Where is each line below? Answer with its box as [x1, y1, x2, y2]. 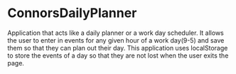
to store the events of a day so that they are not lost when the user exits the [7, 51, 229, 60]
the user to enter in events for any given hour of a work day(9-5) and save [7, 36, 225, 44]
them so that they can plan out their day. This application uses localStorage [7, 43, 228, 52]
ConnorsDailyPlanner [7, 5, 137, 21]
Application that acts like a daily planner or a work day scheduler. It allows [7, 28, 224, 37]
